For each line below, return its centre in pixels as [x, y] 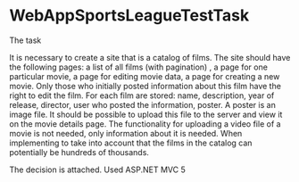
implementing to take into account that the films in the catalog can [131, 143]
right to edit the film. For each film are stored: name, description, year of [142, 95]
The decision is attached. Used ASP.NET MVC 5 [97, 170]
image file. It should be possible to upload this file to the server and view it [146, 114]
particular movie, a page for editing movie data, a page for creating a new [145, 76]
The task [25, 40]
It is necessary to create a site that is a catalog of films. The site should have [150, 57]
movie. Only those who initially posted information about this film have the [145, 86]
